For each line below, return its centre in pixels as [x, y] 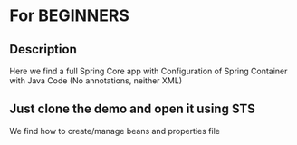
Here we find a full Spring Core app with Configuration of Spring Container [148, 71]
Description [43, 49]
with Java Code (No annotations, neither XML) [96, 81]
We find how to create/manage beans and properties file [115, 130]
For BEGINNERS [69, 16]
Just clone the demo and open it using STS [132, 109]
